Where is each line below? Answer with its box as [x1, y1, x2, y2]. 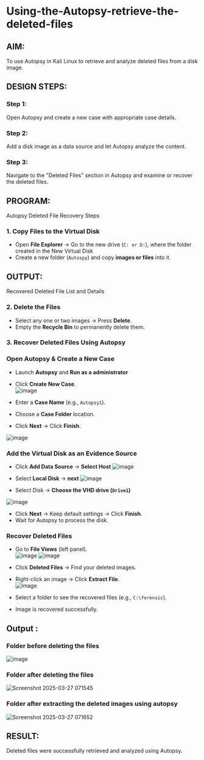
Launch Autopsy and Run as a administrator [15, 368, 128, 375]
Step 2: [6, 129, 29, 138]
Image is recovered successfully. [15, 605, 99, 613]
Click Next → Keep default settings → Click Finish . [15, 510, 142, 518]
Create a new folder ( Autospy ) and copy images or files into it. [15, 254, 171, 261]
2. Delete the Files [6, 303, 61, 312]
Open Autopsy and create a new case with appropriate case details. [6, 114, 177, 121]
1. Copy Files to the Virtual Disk [6, 227, 100, 235]
